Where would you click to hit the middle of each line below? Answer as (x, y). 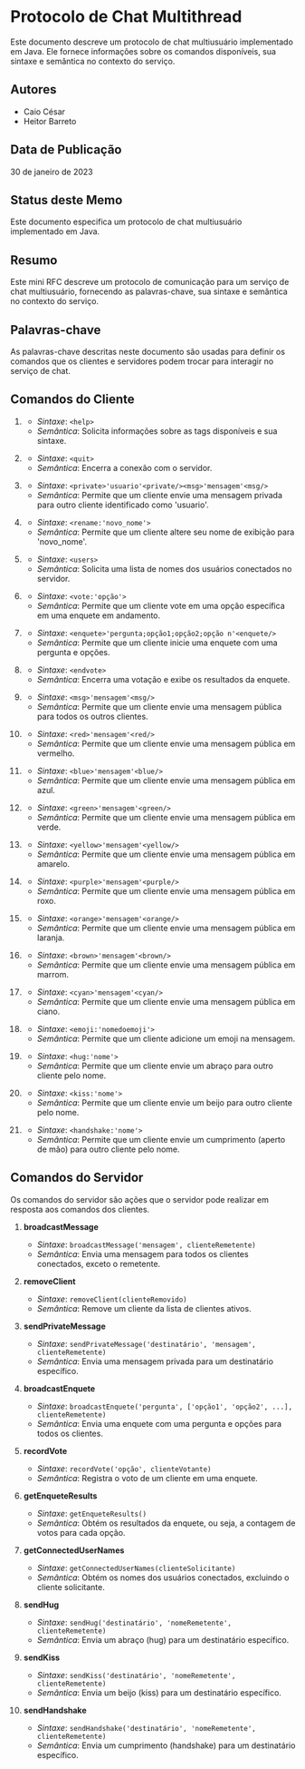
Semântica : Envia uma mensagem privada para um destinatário (155, 1361)
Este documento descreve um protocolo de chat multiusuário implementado (152, 42)
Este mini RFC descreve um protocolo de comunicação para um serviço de (150, 282)
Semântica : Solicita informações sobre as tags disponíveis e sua (157, 431)
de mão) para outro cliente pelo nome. (108, 1149)
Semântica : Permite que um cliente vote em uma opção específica (161, 605)
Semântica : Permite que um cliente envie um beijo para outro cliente (165, 1102)
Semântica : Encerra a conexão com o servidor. (124, 467)
